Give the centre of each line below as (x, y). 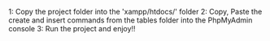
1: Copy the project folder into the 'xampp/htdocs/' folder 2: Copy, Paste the (135, 12)
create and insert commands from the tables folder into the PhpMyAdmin (131, 20)
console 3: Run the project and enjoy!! (72, 29)
